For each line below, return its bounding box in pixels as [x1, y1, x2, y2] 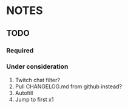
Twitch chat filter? [15, 76, 61, 83]
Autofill [15, 89, 33, 96]
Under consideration [6, 62, 69, 71]
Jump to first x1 [15, 96, 54, 103]
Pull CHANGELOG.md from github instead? [15, 83, 123, 90]
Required [6, 46, 34, 55]
